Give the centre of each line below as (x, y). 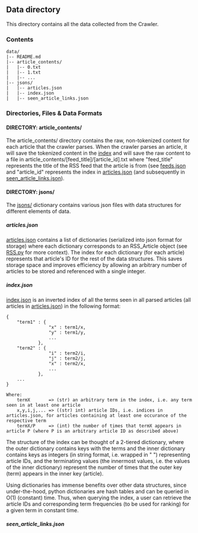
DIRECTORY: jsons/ (31, 192)
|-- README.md (24, 57)
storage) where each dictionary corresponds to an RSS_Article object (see (97, 246)
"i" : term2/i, (67, 353)
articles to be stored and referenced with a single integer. (76, 272)
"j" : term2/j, (67, 359)
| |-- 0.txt (24, 68)
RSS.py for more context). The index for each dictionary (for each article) (95, 253)
